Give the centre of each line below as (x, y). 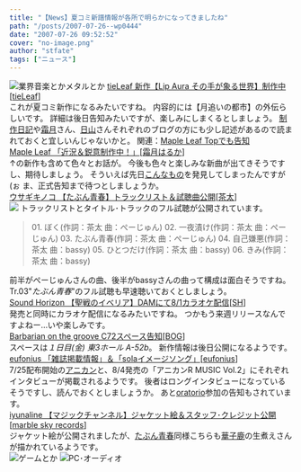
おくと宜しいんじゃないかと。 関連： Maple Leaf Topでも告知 (137, 141)
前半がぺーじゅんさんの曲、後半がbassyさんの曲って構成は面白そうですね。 (150, 280)
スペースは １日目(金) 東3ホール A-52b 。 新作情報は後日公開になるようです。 (150, 347)
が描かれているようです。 (56, 447)
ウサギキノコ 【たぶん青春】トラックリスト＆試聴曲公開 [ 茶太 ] (124, 197)
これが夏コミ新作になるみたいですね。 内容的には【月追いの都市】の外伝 (144, 107)
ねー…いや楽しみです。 (67, 325)
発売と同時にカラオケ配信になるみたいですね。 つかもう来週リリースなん (144, 314)
